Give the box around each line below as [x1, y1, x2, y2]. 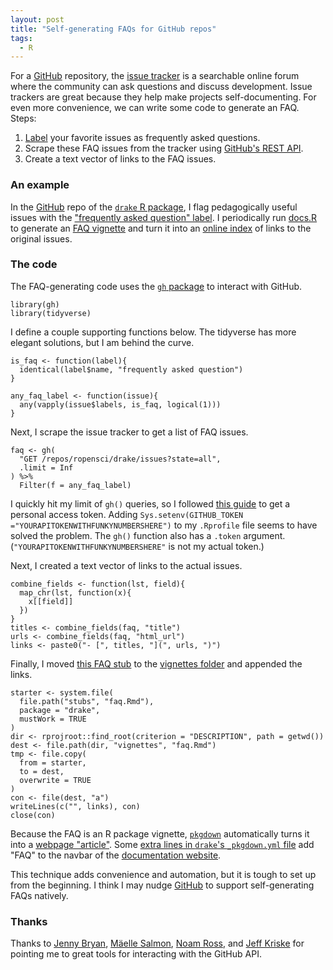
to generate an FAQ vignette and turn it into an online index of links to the [10, 222, 312, 234]
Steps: [10, 112, 37, 125]
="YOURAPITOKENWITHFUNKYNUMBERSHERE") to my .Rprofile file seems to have [10, 519, 318, 531]
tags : [10, 33, 33, 43]
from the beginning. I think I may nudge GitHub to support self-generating [10, 879, 315, 891]
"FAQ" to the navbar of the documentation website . [10, 849, 222, 861]
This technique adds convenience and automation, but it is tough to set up [10, 868, 317, 880]
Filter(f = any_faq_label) [19, 480, 132, 490]
